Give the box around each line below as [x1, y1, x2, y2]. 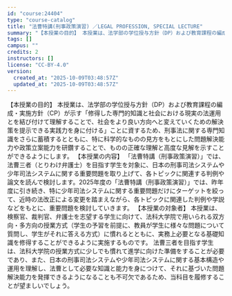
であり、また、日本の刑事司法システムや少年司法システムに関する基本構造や [7, 256, 224, 264]
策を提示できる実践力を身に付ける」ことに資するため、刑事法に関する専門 [7, 126, 219, 135]
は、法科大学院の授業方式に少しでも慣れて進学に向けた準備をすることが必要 [7, 247, 225, 255]
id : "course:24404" [7, 10, 64, 17]
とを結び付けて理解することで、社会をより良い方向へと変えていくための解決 [7, 118, 224, 126]
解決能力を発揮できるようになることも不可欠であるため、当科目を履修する [7, 273, 219, 282]
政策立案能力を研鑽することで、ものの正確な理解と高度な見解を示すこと [19, 144, 225, 152]
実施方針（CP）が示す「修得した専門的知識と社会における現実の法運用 [19, 109, 222, 117]
